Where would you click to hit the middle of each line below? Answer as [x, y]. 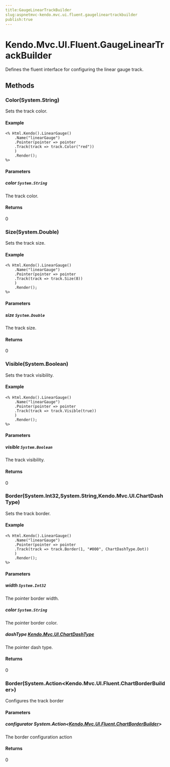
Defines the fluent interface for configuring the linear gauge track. [75, 70]
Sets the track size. [25, 243]
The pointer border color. [32, 623]
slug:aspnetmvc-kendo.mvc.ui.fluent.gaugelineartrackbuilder [72, 15]
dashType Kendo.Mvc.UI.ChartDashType [50, 634]
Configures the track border [35, 701]
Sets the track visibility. [30, 375]
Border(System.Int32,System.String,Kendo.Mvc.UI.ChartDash [84, 496]
